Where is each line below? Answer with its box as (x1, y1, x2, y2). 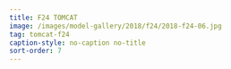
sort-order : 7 (9, 47, 63, 56)
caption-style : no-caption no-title (9, 38, 146, 47)
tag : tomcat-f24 (9, 30, 70, 39)
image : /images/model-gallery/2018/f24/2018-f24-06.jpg (9, 22, 222, 30)
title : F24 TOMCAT (9, 13, 78, 22)
